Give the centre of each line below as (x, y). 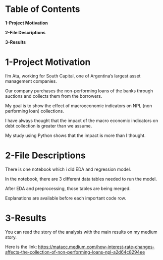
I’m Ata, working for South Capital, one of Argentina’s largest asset (73, 76)
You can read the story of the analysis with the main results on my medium (81, 232)
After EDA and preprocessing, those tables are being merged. (68, 188)
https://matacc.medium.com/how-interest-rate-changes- (96, 247)
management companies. (31, 81)
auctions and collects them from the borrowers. (54, 96)
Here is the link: (21, 247)
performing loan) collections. (35, 111)
